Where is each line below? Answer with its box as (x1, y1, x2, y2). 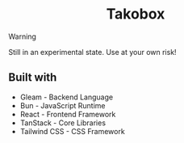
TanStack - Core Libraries (19, 118, 107, 128)
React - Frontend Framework (19, 109, 116, 119)
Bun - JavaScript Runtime (19, 100, 106, 110)
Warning (8, 32, 36, 41)
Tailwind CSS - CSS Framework (19, 126, 125, 136)
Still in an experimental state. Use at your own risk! (8, 47, 177, 57)
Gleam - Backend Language (19, 92, 114, 102)
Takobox (106, 5, 165, 23)
